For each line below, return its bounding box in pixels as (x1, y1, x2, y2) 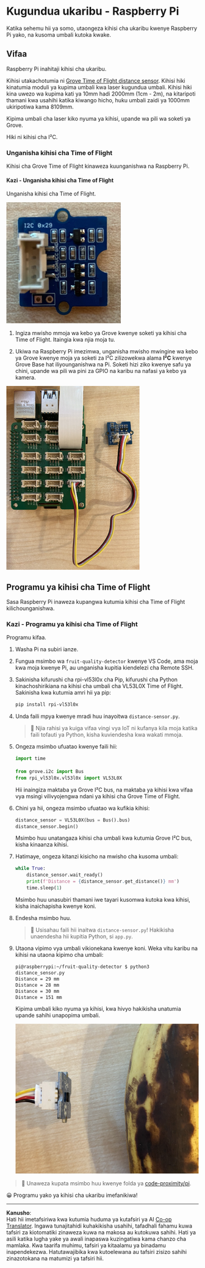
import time (15, 755, 46, 762)
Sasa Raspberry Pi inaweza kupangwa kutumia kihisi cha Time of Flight (6, 598, 185, 606)
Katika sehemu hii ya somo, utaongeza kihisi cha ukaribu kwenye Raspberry (6, 25, 197, 32)
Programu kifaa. (6, 634, 47, 641)
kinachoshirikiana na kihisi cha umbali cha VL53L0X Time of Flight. (15, 682, 184, 690)
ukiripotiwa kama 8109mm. (6, 103, 74, 110)
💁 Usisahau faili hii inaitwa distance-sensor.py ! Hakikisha (30, 926, 174, 934)
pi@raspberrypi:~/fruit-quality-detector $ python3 (15, 964, 149, 970)
